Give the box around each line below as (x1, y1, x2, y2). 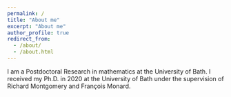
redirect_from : (7, 36, 51, 43)
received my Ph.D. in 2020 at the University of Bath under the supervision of (7, 74, 224, 83)
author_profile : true (7, 29, 70, 36)
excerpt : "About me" (7, 23, 67, 30)
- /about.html (13, 49, 54, 56)
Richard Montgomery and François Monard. (7, 82, 131, 90)
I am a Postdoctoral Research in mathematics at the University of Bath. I (7, 67, 211, 76)
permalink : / (7, 10, 45, 17)
